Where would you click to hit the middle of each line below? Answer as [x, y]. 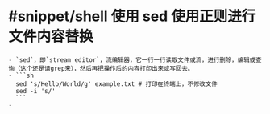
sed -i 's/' [36, 91]
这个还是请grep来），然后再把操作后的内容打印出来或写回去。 [107, 68]
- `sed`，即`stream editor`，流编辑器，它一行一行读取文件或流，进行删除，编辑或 [132, 60]
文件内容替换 [51, 37]
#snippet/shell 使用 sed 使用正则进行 [132, 16]
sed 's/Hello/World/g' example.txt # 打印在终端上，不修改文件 [116, 84]
